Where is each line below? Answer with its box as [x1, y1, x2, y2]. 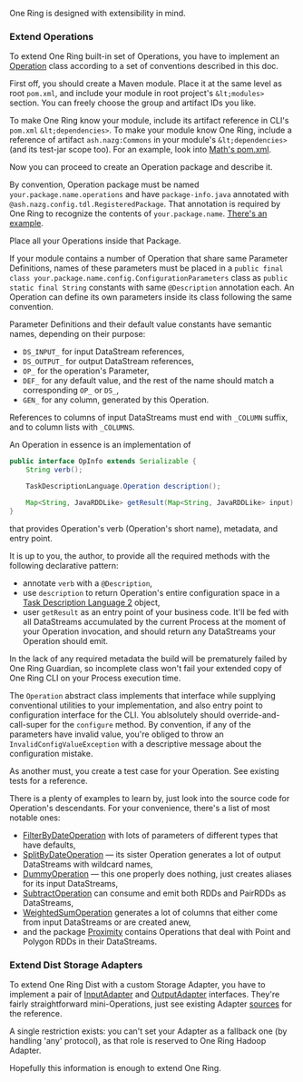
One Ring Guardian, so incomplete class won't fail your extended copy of [9, 662, 283, 673]
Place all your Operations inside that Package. [9, 235, 181, 246]
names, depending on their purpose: [9, 329, 146, 340]
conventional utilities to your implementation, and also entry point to [9, 700, 263, 710]
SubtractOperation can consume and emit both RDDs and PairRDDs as [22, 888, 287, 898]
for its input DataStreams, [22, 878, 119, 888]
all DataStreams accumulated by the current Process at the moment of [22, 616, 287, 627]
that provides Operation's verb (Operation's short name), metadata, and [9, 522, 279, 534]
